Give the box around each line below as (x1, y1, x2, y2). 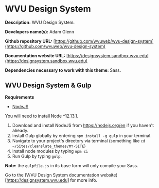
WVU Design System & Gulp (5, 81, 91, 90)
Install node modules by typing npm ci (12, 148, 88, 154)
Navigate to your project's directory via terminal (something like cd (12, 138, 145, 143)
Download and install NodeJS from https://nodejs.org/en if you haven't (12, 122, 154, 128)
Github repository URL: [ (5, 38, 55, 44)
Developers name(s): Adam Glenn (5, 29, 74, 34)
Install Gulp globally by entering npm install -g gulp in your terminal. (12, 132, 152, 139)
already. (12, 127, 29, 133)
